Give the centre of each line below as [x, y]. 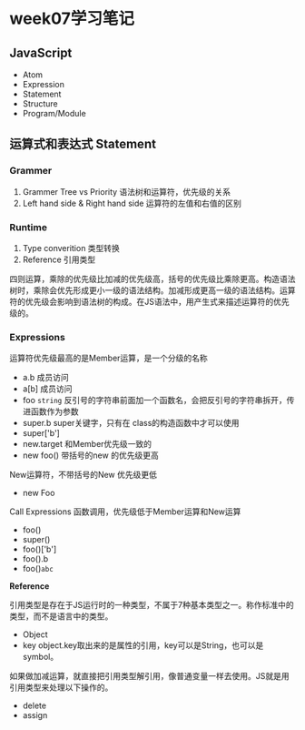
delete [34, 705]
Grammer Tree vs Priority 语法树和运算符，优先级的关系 [127, 191]
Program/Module [54, 113]
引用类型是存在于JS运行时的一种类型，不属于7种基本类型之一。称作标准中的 [152, 605]
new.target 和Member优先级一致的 [87, 444]
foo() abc [38, 569]
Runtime [29, 227]
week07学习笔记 [72, 19]
